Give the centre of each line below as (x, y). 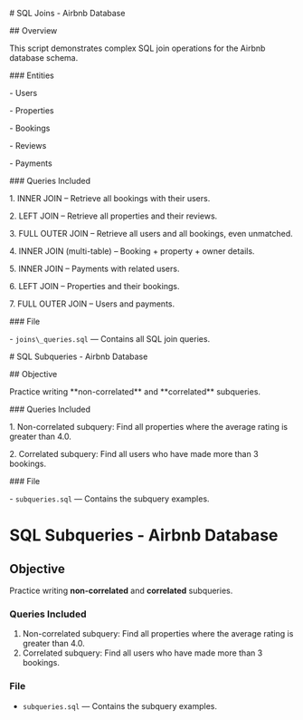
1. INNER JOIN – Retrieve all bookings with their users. (110, 198)
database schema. (44, 58)
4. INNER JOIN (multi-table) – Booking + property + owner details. (132, 251)
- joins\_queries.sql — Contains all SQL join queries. (110, 339)
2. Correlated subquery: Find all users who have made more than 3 (134, 454)
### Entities (32, 75)
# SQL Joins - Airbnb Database (67, 13)
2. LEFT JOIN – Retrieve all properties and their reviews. (114, 216)
